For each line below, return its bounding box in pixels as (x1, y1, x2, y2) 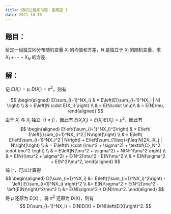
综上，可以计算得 (5, 167, 41, 173)
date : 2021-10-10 (5, 12, 42, 17)
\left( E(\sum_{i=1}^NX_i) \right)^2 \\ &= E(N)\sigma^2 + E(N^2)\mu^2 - (12, 180, 159, 186)
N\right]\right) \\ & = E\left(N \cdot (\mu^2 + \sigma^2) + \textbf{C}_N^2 (10, 142, 161, 148)
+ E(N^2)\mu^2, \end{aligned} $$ (50, 158, 121, 165)
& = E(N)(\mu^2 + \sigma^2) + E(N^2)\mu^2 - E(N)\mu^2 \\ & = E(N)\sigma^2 (6, 153, 165, 159)
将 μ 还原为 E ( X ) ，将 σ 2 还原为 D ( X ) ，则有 (5, 194, 94, 201)
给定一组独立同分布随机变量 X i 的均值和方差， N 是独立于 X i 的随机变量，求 (5, 47, 161, 54)
